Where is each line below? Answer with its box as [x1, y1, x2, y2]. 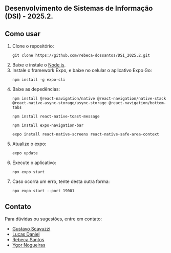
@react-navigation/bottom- [109, 101, 166, 106]
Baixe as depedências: [12, 86, 60, 93]
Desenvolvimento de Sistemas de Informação [5, 4, 153, 13]
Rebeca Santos [12, 237, 45, 243]
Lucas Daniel [12, 231, 40, 237]
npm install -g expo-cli [12, 77, 66, 82]
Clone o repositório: [12, 43, 54, 49]
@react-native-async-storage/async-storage [12, 101, 107, 106]
